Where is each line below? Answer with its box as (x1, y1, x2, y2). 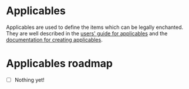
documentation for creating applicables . (6, 36, 103, 43)
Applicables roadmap (6, 57, 113, 70)
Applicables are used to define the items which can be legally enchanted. (6, 24, 184, 31)
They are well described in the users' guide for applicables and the (6, 29, 168, 37)
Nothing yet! (14, 76, 45, 83)
